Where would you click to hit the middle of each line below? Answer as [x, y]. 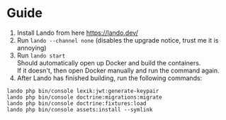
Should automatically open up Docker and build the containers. [109, 62]
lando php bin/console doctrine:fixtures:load [77, 103]
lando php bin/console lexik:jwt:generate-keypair [83, 91]
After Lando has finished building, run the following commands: [109, 78]
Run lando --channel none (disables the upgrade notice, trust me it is [118, 40]
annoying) [32, 48]
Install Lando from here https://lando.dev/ [78, 33]
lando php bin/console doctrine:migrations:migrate [84, 97]
